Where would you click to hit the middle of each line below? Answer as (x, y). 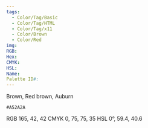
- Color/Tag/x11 (32, 29)
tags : (13, 12)
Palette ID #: (23, 79)
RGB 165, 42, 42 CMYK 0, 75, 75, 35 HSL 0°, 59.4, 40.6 (74, 119)
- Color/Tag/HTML (34, 23)
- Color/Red (27, 40)
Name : (13, 74)
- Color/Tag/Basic (35, 18)
